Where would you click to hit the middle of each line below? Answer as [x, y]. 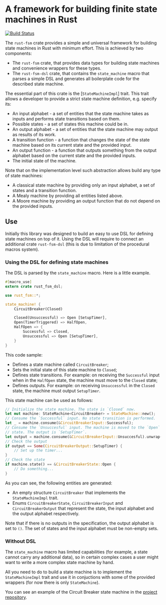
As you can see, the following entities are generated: [59, 483]
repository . [16, 597]
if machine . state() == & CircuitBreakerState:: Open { [61, 464]
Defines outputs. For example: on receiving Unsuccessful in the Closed [83, 385]
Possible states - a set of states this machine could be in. [70, 124]
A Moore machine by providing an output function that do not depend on [86, 201]
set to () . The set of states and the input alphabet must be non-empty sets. [82, 528]
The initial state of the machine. [44, 161]
